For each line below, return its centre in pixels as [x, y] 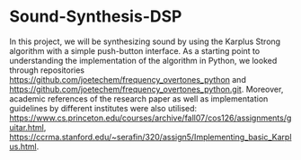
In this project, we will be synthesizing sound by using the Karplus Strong [145, 41]
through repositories [47, 70]
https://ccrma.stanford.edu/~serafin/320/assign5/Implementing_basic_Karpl [150, 137]
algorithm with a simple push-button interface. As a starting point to [135, 50]
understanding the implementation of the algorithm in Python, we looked [143, 60]
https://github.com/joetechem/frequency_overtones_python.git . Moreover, [146, 89]
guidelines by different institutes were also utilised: [103, 108]
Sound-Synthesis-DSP [96, 17]
